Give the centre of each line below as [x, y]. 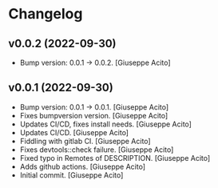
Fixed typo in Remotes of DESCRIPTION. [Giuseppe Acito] [115, 158]
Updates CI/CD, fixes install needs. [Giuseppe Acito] [105, 124]
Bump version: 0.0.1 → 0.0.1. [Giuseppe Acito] [94, 107]
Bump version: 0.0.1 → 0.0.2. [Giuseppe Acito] [95, 62]
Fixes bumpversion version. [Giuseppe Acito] [94, 115]
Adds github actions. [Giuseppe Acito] [83, 166]
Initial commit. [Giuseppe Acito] [71, 175]
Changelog [46, 14]
